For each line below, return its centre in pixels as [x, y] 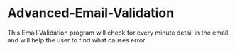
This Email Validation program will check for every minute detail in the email [118, 33]
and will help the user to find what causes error [76, 40]
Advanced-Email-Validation [91, 13]
